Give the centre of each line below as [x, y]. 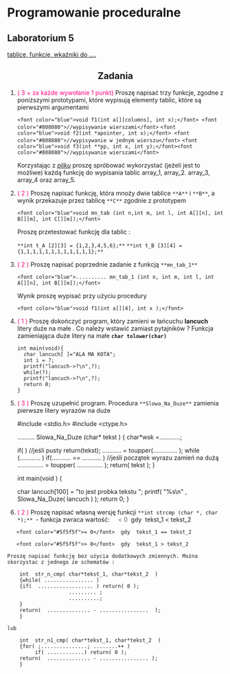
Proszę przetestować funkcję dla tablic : [73, 232]
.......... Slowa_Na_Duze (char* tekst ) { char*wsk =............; [100, 437]
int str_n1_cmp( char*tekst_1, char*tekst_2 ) [90, 640]
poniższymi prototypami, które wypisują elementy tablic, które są [109, 100]
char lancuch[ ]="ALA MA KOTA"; [70, 354]
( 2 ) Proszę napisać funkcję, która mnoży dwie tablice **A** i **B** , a [116, 193]
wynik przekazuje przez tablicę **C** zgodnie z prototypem [102, 200]
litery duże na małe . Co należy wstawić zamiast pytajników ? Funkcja [115, 328]
